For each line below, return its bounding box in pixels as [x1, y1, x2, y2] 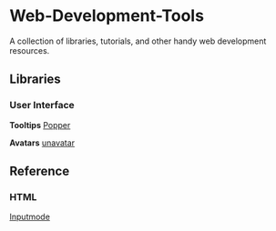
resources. [9, 45, 50, 55]
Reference [9, 164, 70, 179]
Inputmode [9, 211, 50, 223]
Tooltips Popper [9, 119, 71, 130]
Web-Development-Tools [9, 5, 205, 26]
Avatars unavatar [9, 137, 76, 148]
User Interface [9, 99, 75, 112]
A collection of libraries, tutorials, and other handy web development [9, 35, 267, 46]
